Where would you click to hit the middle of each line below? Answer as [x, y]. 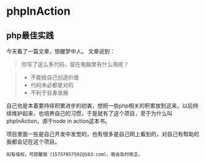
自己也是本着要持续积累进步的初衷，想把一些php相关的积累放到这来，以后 [100, 106]
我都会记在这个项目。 [33, 142]
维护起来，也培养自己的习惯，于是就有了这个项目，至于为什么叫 [92, 113]
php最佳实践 [30, 35]
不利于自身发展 [49, 93]
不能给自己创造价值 [55, 77]
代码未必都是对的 [52, 85]
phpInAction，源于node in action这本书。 [58, 121]
